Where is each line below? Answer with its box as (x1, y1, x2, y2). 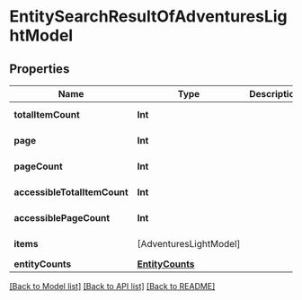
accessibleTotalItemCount (13, 186, 129, 199)
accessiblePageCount (13, 212, 111, 224)
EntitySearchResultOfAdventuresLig (9, 6, 288, 27)
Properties (9, 61, 70, 76)
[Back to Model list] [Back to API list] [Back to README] (9, 281, 216, 291)
